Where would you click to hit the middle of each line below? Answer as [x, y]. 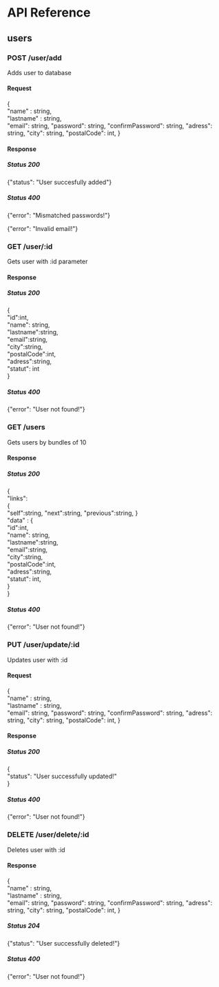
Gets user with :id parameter [48, 261]
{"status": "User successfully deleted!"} [64, 943]
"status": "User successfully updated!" [62, 776]
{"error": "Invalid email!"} [43, 228]
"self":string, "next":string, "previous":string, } [73, 513]
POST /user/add [34, 58]
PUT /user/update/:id [43, 644]
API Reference [49, 13]
